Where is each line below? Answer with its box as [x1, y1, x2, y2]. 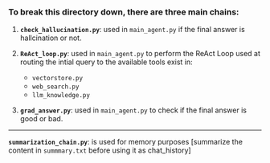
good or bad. [19, 114, 63, 124]
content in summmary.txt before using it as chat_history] [8, 145, 191, 155]
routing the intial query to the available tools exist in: [19, 57, 193, 67]
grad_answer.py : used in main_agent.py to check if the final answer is [19, 105, 247, 115]
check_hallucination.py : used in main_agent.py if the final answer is [19, 25, 245, 35]
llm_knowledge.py [31, 92, 91, 100]
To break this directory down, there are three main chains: [8, 6, 239, 18]
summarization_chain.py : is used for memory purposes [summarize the [8, 137, 243, 147]
